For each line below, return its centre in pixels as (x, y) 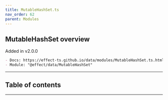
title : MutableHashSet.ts (32, 10)
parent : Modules (22, 19)
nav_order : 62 (20, 14)
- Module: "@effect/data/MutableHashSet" (49, 65)
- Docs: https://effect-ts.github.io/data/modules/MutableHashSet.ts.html (85, 60)
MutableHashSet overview (47, 39)
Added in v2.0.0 (22, 51)
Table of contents (33, 85)
